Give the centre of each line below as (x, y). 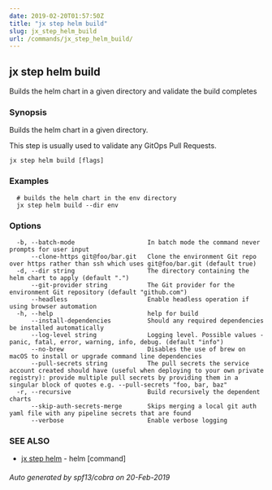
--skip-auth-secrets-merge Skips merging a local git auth (143, 406)
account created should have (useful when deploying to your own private (137, 370)
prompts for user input (50, 249)
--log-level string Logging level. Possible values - (147, 335)
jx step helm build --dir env (67, 205)
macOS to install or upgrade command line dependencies (106, 356)
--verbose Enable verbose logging (129, 420)
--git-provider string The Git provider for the (132, 285)
